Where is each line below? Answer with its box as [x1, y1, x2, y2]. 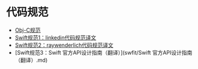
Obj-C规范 [14, 26, 41, 34]
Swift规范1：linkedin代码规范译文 [14, 34, 97, 41]
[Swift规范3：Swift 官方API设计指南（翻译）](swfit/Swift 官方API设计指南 [14, 49, 193, 56]
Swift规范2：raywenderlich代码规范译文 [14, 41, 114, 49]
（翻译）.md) [14, 56, 48, 64]
